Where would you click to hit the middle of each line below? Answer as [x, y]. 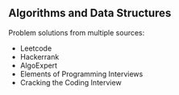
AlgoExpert [39, 65]
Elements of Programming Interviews [81, 74]
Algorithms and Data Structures [90, 13]
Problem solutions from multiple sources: [77, 32]
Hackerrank [40, 56]
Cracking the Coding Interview [71, 82]
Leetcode [36, 48]
